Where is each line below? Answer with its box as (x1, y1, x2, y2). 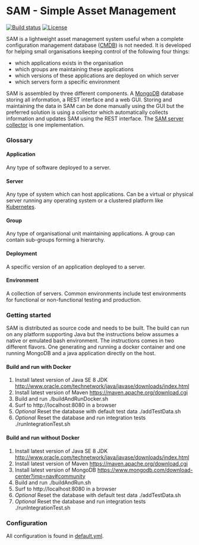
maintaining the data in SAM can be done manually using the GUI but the (6, 102, 184, 109)
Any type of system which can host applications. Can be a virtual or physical (6, 191, 194, 198)
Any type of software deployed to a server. (6, 164, 111, 171)
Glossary (6, 136, 33, 144)
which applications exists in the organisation (14, 59, 124, 66)
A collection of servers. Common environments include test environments (6, 289, 187, 297)
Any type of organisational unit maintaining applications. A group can (6, 230, 175, 237)
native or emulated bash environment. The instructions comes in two (6, 337, 174, 345)
